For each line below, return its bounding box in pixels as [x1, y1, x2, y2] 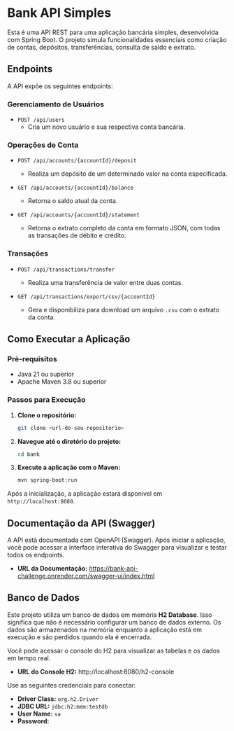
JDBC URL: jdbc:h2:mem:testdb [17, 702, 108, 710]
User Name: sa [17, 709, 61, 718]
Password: [17, 716, 50, 725]
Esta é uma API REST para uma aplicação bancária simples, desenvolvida [7, 28, 219, 36]
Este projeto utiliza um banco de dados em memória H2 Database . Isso [7, 611, 212, 619]
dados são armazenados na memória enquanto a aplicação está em [7, 625, 203, 634]
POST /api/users [17, 117, 65, 124]
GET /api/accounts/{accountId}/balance [17, 184, 134, 192]
